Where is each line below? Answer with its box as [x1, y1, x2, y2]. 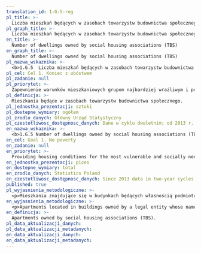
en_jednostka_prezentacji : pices [6, 159, 90, 165]
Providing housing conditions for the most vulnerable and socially [11, 153, 186, 159]
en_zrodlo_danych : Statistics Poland [6, 170, 100, 177]
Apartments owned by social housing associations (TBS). [11, 215, 157, 221]
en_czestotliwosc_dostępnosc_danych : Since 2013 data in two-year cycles [6, 176, 194, 182]
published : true [6, 182, 47, 188]
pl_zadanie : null [6, 76, 50, 82]
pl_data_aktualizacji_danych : [6, 221, 82, 227]
